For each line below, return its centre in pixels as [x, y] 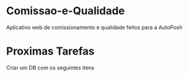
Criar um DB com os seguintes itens [50, 68]
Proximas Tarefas [50, 51]
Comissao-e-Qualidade [66, 11]
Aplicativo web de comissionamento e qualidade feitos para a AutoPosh [95, 27]
